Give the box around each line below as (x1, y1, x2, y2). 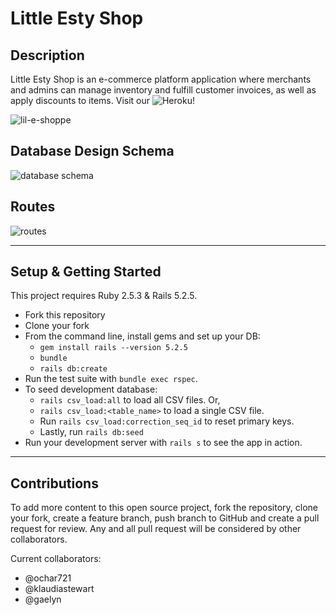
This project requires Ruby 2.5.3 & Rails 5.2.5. (10, 290, 198, 302)
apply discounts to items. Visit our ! (10, 95, 195, 106)
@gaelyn (24, 593, 62, 606)
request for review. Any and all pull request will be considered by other (10, 523, 302, 535)
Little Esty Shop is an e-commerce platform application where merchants (10, 73, 312, 85)
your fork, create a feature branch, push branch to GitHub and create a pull (10, 512, 320, 524)
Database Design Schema (10, 143, 175, 160)
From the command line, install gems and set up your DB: (24, 330, 261, 342)
